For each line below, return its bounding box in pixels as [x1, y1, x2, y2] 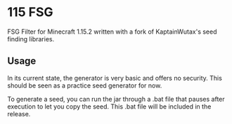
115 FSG [7, 4, 53, 20]
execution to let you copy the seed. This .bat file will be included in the [7, 102, 212, 111]
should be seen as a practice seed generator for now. [7, 81, 162, 90]
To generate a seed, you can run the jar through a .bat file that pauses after [7, 95, 225, 103]
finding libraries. [7, 34, 55, 43]
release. [7, 109, 31, 118]
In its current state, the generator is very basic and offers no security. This [7, 74, 223, 82]
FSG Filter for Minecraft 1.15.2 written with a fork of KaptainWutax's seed [7, 27, 217, 36]
